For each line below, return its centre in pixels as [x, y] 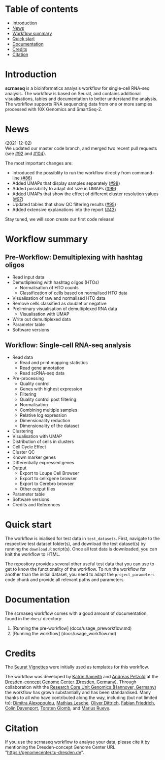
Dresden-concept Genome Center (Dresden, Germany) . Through [71, 682]
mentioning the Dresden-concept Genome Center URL [60, 747]
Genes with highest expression [51, 389]
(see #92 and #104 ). [26, 153]
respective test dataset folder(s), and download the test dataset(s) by [76, 543]
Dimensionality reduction [45, 420]
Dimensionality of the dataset [49, 426]
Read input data [28, 277]
